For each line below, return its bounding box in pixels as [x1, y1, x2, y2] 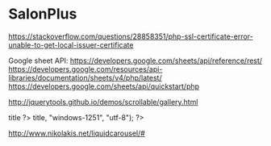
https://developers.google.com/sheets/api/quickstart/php [8, 81, 200, 91]
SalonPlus [8, 5, 77, 23]
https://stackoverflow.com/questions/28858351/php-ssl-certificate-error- [8, 31, 253, 41]
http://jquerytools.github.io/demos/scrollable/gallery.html [8, 97, 198, 106]
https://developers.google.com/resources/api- [8, 64, 163, 73]
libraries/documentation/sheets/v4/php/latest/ [8, 73, 163, 82]
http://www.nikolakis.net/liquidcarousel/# [8, 128, 145, 138]
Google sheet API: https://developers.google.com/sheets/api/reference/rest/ [8, 56, 263, 65]
